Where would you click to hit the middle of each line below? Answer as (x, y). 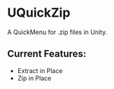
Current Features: (47, 54)
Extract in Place (40, 70)
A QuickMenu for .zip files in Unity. (57, 32)
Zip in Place (34, 78)
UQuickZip (39, 13)
